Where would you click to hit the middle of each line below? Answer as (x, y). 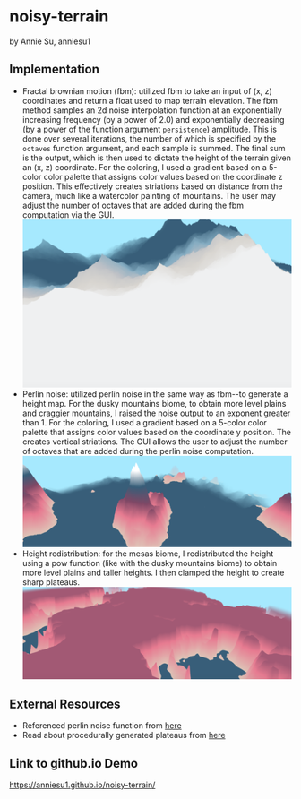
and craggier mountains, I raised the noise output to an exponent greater (156, 413)
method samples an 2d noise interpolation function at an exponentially (152, 110)
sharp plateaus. (51, 582)
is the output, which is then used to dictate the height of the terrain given (157, 158)
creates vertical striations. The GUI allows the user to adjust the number (155, 442)
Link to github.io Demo (74, 763)
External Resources (65, 704)
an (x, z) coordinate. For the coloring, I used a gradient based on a (144, 167)
